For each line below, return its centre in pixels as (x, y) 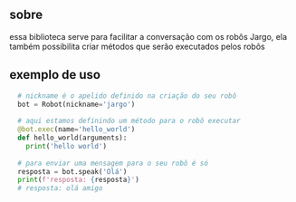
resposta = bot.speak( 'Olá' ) (72, 171)
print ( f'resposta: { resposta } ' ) (79, 180)
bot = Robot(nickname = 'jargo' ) (76, 104)
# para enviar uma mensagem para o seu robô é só (113, 163)
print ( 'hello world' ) (66, 146)
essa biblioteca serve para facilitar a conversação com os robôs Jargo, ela (148, 36)
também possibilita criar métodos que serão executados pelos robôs (137, 46)
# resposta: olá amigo (60, 188)
